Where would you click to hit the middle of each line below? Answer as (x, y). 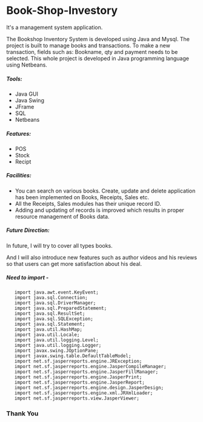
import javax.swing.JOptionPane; (56, 351)
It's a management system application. (55, 27)
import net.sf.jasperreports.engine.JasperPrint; (78, 377)
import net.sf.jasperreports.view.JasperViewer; (77, 398)
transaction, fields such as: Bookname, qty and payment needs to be (92, 51)
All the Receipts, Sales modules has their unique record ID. (88, 203)
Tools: (14, 79)
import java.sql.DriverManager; (55, 303)
